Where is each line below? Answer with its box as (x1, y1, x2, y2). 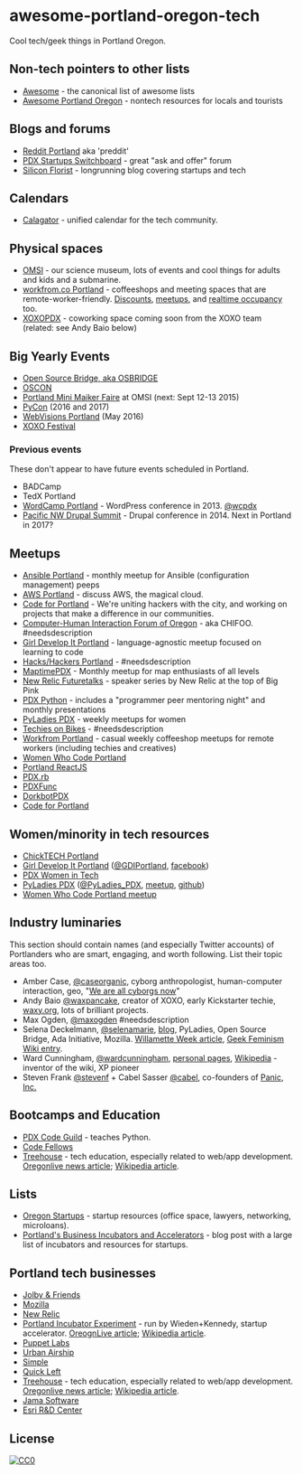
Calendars (9, 191, 69, 206)
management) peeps (22, 579, 100, 590)
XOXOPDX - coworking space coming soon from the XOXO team (22, 313, 262, 324)
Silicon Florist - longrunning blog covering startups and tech (22, 164, 246, 175)
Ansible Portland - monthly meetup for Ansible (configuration (22, 570, 250, 581)
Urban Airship (22, 1347, 75, 1358)
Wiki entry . (22, 1043, 63, 1054)
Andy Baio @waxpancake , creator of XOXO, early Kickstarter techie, (22, 995, 277, 1006)
